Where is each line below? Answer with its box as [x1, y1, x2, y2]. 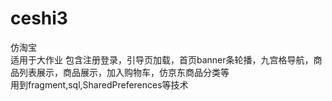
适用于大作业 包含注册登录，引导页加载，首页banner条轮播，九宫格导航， [10, 53, 314, 66]
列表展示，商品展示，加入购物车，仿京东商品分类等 [18, 66, 230, 78]
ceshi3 [10, 7, 68, 30]
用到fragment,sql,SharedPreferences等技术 [10, 78, 189, 91]
